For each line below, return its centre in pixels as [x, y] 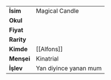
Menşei [20, 59]
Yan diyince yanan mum [69, 68]
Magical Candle [58, 11]
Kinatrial [47, 59]
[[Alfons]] [50, 49]
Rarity [18, 39]
